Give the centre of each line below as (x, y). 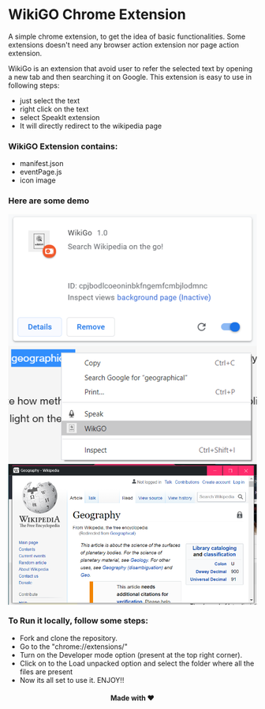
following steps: (34, 85)
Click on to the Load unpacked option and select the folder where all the (137, 663)
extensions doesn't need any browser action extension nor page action (123, 44)
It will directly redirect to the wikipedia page (91, 126)
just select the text (50, 100)
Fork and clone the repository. (69, 638)
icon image (38, 180)
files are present (46, 671)
